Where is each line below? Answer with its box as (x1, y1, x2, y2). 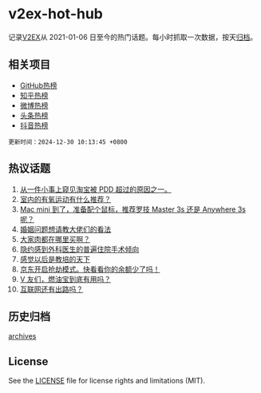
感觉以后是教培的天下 (19, 254, 90, 264)
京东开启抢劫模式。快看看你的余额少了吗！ (19, 264, 160, 274)
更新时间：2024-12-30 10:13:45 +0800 (8, 137, 128, 146)
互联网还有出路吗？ (19, 284, 84, 294)
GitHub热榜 (19, 81, 57, 90)
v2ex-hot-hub (8, 5, 104, 23)
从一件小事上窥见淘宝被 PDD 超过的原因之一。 (19, 185, 172, 194)
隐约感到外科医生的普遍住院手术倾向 (19, 244, 140, 254)
